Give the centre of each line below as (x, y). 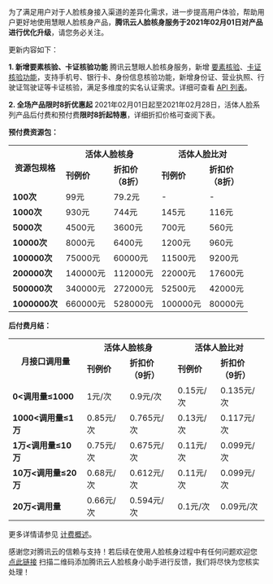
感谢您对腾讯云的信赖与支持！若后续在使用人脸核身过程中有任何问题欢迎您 (133, 551)
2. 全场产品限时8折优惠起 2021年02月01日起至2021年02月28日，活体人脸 (131, 105)
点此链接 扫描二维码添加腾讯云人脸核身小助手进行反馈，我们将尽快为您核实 (134, 562)
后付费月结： (30, 325)
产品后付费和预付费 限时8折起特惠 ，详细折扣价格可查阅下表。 (117, 115)
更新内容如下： (33, 50)
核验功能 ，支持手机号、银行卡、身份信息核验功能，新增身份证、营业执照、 (133, 77)
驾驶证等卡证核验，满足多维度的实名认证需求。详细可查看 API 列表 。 (137, 87)
